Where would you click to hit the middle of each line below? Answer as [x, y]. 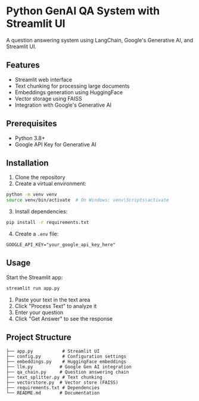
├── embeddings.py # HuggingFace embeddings [66, 362]
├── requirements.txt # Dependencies [53, 388]
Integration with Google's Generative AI [63, 105]
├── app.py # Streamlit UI [53, 351]
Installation [27, 163]
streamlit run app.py [33, 288]
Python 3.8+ [30, 138]
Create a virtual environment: [50, 184]
